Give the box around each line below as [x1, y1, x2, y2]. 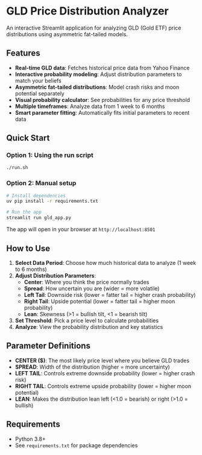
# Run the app [6, 209, 42, 215]
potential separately [14, 89, 65, 97]
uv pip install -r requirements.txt [6, 198, 98, 205]
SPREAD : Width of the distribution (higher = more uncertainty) [14, 363, 170, 371]
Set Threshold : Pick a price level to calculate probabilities [14, 317, 159, 324]
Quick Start [6, 133, 50, 143]
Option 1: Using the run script [6, 151, 93, 159]
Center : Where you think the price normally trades [24, 278, 150, 285]
